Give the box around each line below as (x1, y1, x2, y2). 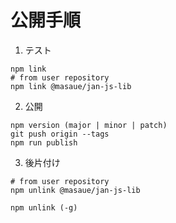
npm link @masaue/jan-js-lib (10, 81, 132, 91)
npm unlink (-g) (10, 202, 78, 213)
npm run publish (10, 137, 78, 148)
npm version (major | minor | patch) (10, 120, 168, 130)
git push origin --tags (10, 129, 110, 139)
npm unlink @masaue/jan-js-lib (10, 185, 141, 195)
